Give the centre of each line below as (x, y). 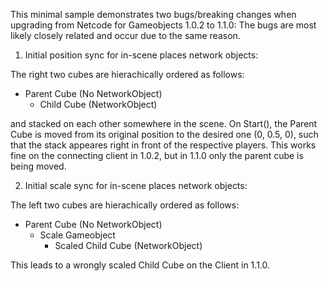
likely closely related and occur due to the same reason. (125, 35)
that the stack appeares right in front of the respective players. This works (163, 145)
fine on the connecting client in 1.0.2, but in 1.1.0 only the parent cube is (157, 155)
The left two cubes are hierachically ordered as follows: (125, 205)
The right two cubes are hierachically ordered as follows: (127, 74)
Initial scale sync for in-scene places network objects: (136, 185)
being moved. (38, 166)
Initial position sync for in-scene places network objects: (141, 55)
